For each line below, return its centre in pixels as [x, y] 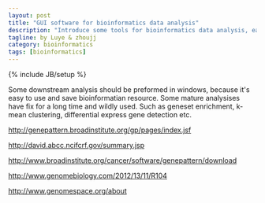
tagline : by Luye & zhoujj [52, 37]
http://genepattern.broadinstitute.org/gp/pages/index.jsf [100, 130]
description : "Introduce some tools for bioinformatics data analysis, [128, 30]
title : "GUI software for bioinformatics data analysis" [104, 23]
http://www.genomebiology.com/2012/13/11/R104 [88, 175]
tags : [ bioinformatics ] [47, 52]
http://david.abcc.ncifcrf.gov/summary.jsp [77, 145]
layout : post [30, 15]
